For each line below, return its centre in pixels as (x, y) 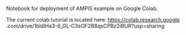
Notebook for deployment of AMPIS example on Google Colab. (82, 8)
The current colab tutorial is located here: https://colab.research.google (93, 20)
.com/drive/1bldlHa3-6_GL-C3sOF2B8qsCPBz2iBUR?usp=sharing (85, 26)
